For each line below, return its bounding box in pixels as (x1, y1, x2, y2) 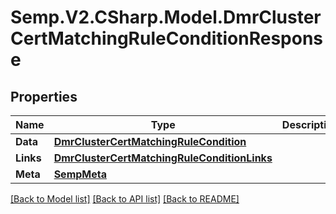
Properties (10, 88, 78, 105)
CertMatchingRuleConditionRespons (10, 27, 324, 50)
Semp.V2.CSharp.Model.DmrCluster (10, 6, 322, 29)
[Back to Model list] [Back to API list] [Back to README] (10, 193, 240, 205)
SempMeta (53, 167, 107, 181)
